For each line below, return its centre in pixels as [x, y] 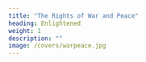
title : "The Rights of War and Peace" [73, 16]
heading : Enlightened [45, 23]
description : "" [35, 38]
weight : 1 [25, 31]
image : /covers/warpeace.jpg [57, 46]
